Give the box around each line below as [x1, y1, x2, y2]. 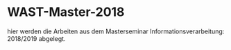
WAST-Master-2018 [7, 4, 125, 20]
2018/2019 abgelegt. [7, 34, 66, 42]
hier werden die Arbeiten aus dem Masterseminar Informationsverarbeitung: [7, 27, 225, 35]
